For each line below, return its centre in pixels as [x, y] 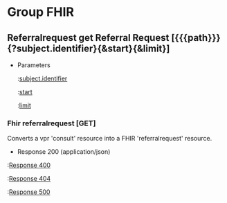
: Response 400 [29, 165]
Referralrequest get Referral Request [88, 38]
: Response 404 [29, 179]
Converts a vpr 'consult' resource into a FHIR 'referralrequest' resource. [110, 139]
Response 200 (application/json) [64, 152]
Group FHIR [41, 12]
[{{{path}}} [196, 38]
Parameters [34, 65]
